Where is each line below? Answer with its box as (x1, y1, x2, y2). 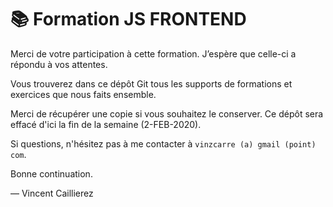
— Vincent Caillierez (10, 187, 94, 199)
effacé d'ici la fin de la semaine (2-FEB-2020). (10, 118, 202, 130)
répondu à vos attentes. (10, 58, 108, 70)
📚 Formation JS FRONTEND (10, 8, 247, 31)
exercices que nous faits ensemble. (10, 88, 157, 100)
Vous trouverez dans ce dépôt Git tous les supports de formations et (10, 77, 293, 90)
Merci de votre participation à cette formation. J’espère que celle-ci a (10, 47, 297, 60)
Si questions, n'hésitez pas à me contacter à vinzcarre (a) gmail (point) (10, 137, 317, 150)
